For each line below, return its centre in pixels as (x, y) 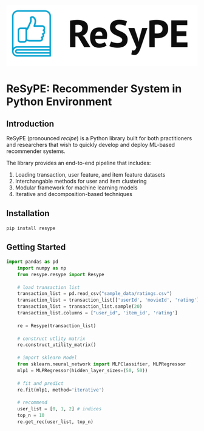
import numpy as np (42, 268)
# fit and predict (40, 383)
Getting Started (36, 247)
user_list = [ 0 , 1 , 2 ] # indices (59, 409)
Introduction (30, 124)
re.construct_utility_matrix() (57, 345)
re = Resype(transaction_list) (57, 326)
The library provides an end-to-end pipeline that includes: (79, 163)
